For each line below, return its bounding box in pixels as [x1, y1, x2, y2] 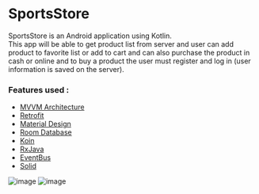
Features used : [8, 84, 70, 95]
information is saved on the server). [8, 64, 124, 74]
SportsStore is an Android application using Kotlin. [8, 31, 172, 40]
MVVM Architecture [19, 102, 85, 112]
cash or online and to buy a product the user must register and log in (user [8, 56, 251, 66]
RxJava [19, 144, 44, 154]
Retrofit [19, 111, 44, 120]
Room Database [19, 127, 73, 137]
